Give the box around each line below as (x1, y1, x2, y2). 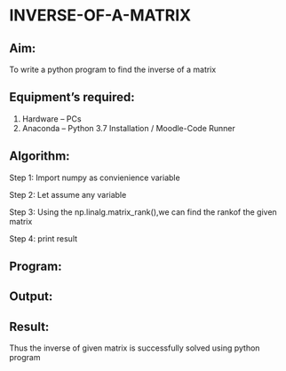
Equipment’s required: (9, 90, 135, 105)
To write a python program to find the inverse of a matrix (9, 64, 217, 75)
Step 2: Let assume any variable (9, 189, 127, 200)
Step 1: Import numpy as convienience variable (9, 172, 180, 183)
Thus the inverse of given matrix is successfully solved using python (9, 343, 260, 353)
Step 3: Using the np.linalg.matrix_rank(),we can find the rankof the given (9, 206, 277, 217)
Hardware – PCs (21, 113, 82, 124)
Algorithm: (9, 148, 70, 164)
